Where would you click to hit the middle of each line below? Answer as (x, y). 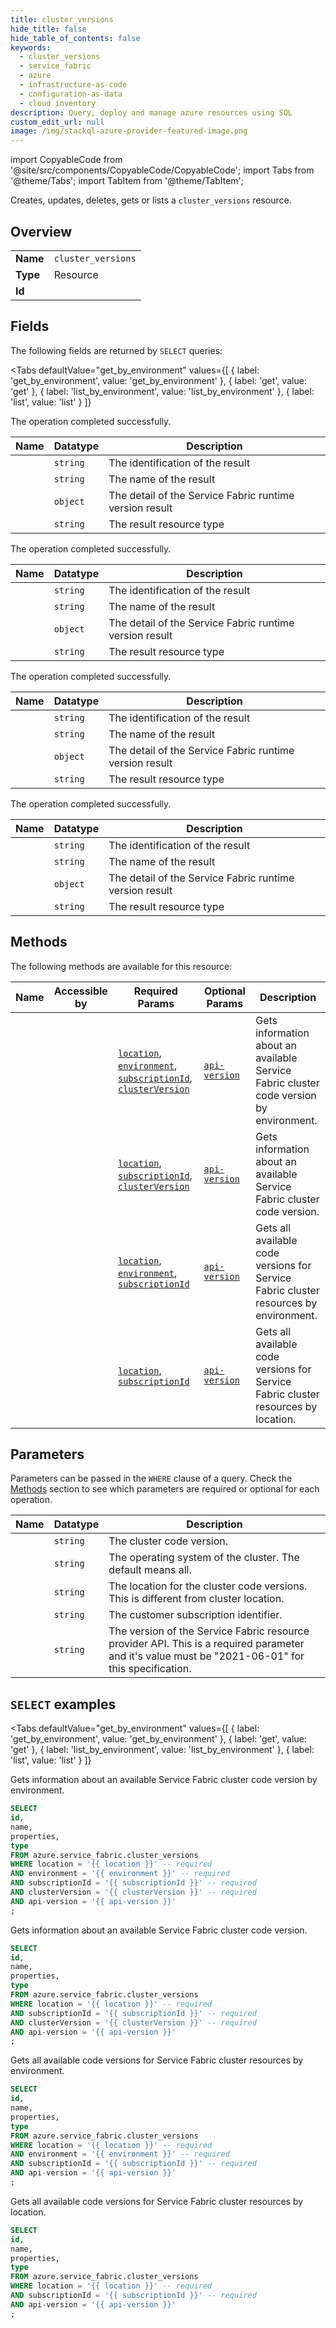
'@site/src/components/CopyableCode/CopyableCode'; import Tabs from (162, 170)
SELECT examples (63, 1704)
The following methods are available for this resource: (121, 966)
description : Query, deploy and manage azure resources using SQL (151, 112)
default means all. (150, 1570)
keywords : (31, 47)
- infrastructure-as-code (73, 85)
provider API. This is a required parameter (206, 1644)
